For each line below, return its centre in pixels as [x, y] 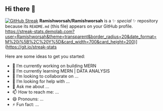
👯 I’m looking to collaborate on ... [45, 76]
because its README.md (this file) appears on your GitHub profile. [69, 26]
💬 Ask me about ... [31, 86]
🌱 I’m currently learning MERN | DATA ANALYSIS [61, 71]
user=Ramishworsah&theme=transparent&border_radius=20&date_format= [81, 37]
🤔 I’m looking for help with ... [41, 81]
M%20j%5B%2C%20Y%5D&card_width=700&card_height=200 [70, 41]
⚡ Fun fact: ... [25, 104]
